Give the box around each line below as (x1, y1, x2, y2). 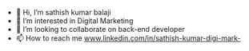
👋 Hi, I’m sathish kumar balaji (15, 8, 112, 17)
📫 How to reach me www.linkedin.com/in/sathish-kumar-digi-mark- (15, 33, 242, 43)
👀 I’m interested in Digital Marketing (15, 16, 134, 25)
